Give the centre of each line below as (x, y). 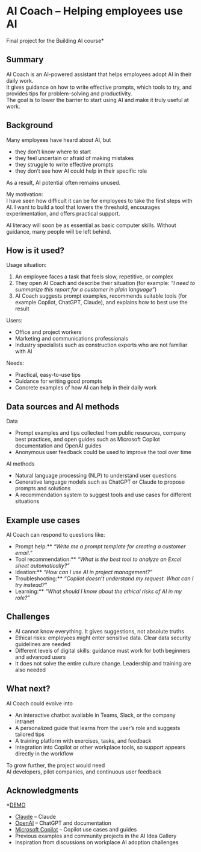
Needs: (15, 363)
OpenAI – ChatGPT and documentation (63, 823)
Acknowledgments (43, 791)
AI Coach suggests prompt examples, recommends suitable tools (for (101, 296)
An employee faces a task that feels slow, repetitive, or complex (94, 277)
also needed (30, 670)
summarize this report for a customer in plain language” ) (86, 290)
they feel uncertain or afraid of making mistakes (74, 158)
